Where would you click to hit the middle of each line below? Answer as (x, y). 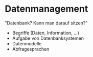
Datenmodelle (27, 43)
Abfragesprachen (31, 49)
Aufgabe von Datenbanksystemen (48, 38)
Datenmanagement (46, 9)
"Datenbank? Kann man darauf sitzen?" (46, 23)
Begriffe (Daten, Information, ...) (46, 33)
